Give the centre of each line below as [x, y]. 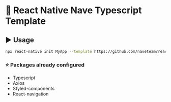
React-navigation [31, 94]
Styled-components [34, 89]
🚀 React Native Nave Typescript [74, 10]
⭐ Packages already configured [45, 64]
